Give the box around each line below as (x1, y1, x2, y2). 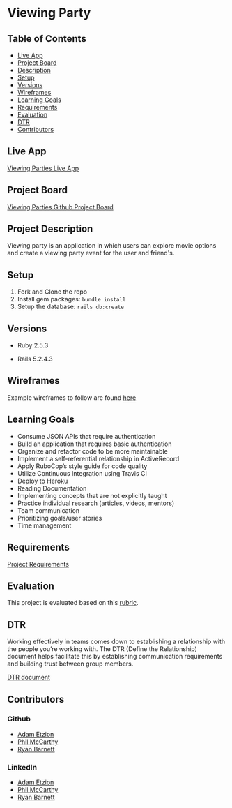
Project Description (7, 223, 93, 235)
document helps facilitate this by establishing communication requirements (7, 652, 223, 661)
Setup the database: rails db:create (17, 302, 124, 311)
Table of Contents (7, 33, 87, 45)
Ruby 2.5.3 (17, 341, 49, 350)
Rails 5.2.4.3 (17, 354, 54, 364)
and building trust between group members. (7, 659, 134, 668)
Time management (17, 521, 72, 530)
